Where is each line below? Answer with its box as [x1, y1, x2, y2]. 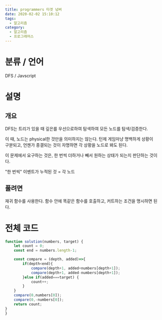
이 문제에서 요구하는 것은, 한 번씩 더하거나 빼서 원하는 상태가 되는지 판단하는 [5, 152, 149, 158]
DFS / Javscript [5, 73, 36, 78]
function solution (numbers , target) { [5, 239, 83, 244]
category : [5, 25, 25, 30]
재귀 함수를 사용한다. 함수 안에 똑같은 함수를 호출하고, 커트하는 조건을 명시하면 [5, 198, 153, 204]
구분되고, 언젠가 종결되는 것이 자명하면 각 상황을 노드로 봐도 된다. [5, 142, 128, 148]
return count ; [14, 302, 42, 306]
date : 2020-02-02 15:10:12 [5, 12, 60, 16]
